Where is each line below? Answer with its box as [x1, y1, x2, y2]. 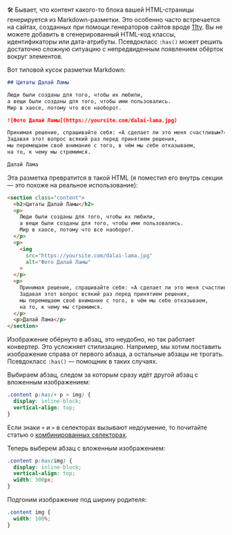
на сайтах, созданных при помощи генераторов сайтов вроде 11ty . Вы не [7, 23, 223, 31]
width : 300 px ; [13, 476, 54, 484]
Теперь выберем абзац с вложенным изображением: [7, 444, 166, 452]
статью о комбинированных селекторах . [7, 431, 128, 439]
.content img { [7, 509, 51, 516]
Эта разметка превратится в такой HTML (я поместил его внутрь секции [7, 173, 223, 182]
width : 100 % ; [13, 515, 51, 522]
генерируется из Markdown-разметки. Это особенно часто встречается [7, 16, 220, 24]
